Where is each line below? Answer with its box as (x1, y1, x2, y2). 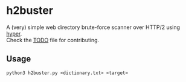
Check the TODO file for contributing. (6, 36, 100, 43)
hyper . (6, 30, 22, 37)
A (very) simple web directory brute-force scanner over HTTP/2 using (6, 24, 180, 31)
